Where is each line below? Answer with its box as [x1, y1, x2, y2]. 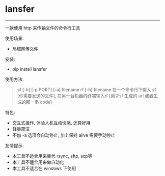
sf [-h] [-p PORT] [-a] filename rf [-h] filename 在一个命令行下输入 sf [17, 87, 156, 92]
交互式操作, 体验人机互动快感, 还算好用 [12, 119, 91, 126]
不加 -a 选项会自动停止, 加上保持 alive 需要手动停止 [12, 132, 115, 138]
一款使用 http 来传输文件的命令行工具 [5, 25, 80, 30]
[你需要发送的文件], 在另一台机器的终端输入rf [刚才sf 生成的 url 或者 [17, 92, 154, 99]
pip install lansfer [12, 66, 47, 72]
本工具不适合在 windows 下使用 [12, 165, 76, 171]
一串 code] [30, 99, 52, 105]
